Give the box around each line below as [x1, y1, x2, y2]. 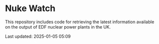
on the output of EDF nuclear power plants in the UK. [5, 24, 111, 29]
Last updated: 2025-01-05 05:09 [5, 33, 71, 39]
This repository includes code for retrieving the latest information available [5, 19, 155, 25]
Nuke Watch [5, 3, 56, 14]
